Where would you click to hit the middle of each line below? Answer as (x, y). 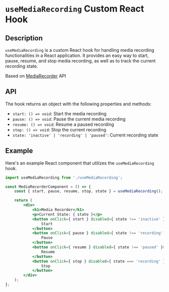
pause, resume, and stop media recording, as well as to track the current (80, 61)
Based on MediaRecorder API (36, 76)
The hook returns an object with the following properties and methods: (78, 104)
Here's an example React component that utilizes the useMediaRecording (80, 163)
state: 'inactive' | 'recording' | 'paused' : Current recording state (85, 135)
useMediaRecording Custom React (75, 9)
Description (24, 38)
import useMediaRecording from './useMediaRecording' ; (64, 177)
